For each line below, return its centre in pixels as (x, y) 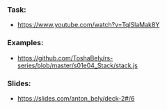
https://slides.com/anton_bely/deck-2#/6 (76, 98)
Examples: (25, 43)
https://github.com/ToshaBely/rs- (65, 58)
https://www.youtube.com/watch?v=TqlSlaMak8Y (88, 25)
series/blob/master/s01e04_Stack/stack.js (77, 65)
